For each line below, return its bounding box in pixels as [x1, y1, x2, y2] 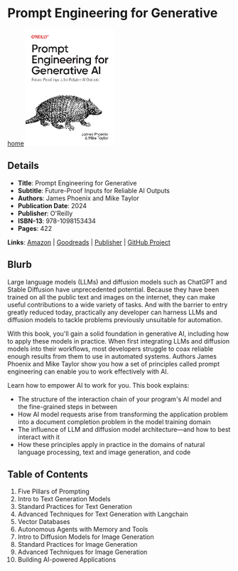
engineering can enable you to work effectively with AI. [7, 367, 169, 376]
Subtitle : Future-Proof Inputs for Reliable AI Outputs [17, 186, 171, 195]
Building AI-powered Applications [17, 555, 117, 564]
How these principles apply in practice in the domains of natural [17, 440, 205, 448]
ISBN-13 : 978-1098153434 [17, 216, 96, 225]
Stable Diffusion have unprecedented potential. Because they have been [7, 285, 220, 294]
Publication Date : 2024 [17, 201, 87, 210]
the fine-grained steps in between [17, 402, 118, 411]
